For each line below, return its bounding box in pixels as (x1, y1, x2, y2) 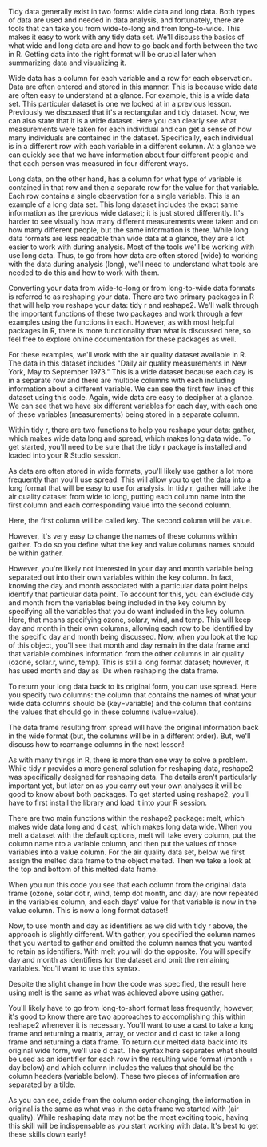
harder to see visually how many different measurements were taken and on (8, 216, 259, 226)
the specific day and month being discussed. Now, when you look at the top (8, 632, 258, 641)
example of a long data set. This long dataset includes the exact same (8, 200, 239, 209)
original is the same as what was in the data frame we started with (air (8, 1104, 240, 1113)
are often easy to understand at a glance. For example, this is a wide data (8, 91, 250, 99)
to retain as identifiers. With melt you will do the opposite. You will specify (8, 947, 252, 956)
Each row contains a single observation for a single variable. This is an (8, 192, 240, 200)
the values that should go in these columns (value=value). (8, 707, 198, 717)
